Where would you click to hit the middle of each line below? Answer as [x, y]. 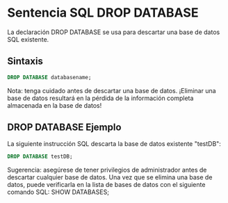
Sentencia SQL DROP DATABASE [103, 13]
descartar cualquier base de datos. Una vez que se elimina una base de [110, 177]
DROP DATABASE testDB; [40, 157]
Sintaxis [25, 62]
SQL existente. [28, 39]
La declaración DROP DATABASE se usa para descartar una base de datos [114, 32]
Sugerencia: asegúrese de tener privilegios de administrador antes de [107, 170]
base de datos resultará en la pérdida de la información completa [100, 98]
